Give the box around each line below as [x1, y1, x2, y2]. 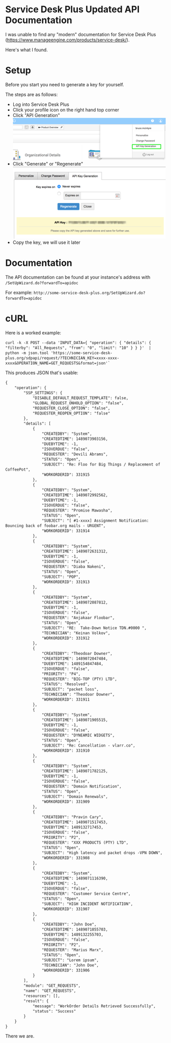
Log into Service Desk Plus [12, 101, 70, 107]
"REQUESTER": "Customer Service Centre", [41, 891, 131, 896]
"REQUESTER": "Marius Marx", [41, 947, 103, 953]
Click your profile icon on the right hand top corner [12, 106, 120, 113]
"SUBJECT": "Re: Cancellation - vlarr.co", [41, 743, 136, 748]
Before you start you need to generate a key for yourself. [5, 81, 124, 87]
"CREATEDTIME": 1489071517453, [41, 820, 108, 825]
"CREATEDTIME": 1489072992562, [41, 493, 108, 498]
